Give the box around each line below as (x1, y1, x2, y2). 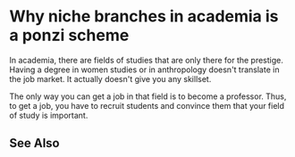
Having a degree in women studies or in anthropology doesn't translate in (9, 64, 280, 75)
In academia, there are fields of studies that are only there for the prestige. (9, 54, 284, 65)
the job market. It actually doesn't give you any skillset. (9, 73, 212, 84)
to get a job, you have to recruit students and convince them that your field (9, 100, 284, 111)
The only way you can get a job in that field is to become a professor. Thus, (9, 91, 287, 102)
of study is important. (9, 110, 88, 120)
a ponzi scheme (9, 25, 130, 45)
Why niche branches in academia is (9, 6, 279, 27)
